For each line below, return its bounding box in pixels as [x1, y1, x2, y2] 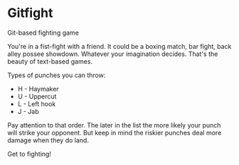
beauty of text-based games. [7, 57, 93, 65]
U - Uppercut [17, 92, 57, 101]
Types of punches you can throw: [7, 71, 106, 79]
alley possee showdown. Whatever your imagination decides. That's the [7, 50, 218, 58]
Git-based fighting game [7, 28, 80, 37]
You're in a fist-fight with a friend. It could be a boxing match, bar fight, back [7, 42, 232, 50]
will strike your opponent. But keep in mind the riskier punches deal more [7, 128, 222, 137]
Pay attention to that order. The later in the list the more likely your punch [7, 120, 221, 129]
